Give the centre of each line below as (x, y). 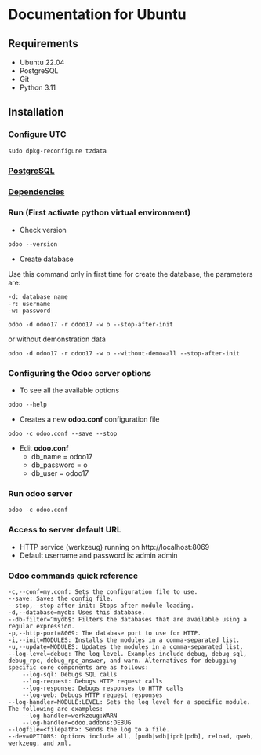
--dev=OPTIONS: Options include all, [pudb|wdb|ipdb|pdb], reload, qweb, (131, 737)
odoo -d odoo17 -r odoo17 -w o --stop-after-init (91, 324)
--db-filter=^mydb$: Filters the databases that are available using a (127, 620)
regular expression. (42, 627)
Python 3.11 (38, 87)
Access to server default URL (65, 530)
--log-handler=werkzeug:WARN (70, 716)
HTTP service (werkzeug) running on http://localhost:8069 (114, 547)
